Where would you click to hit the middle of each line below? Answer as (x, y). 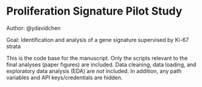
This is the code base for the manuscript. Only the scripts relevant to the (97, 58)
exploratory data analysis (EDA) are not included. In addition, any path (94, 71)
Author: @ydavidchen (33, 28)
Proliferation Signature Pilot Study (94, 11)
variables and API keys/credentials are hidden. (64, 77)
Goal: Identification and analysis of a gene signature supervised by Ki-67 (98, 40)
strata (14, 46)
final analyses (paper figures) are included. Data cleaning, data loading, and (101, 64)
